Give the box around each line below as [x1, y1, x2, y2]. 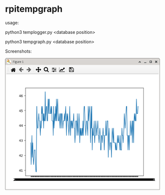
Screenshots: [5, 48, 32, 54]
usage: [5, 20, 19, 26]
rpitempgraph [5, 3, 63, 15]
